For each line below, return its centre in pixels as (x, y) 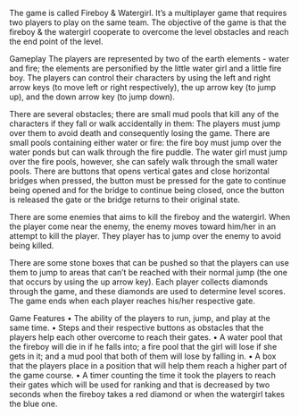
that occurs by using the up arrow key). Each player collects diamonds (139, 282)
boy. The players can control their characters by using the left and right (140, 78)
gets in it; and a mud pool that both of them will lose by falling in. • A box (143, 356)
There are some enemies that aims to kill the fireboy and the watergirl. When (150, 217)
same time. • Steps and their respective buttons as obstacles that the (137, 327)
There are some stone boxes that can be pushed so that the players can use (149, 263)
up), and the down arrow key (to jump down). (92, 97)
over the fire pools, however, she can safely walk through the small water (144, 161)
